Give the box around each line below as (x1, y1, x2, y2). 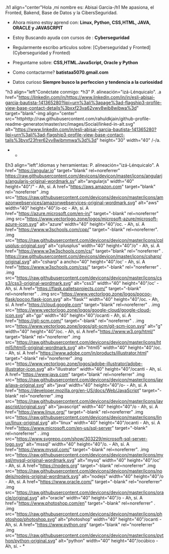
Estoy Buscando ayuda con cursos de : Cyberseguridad (12, 35, 130, 40)
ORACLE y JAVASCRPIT (12, 25, 63, 31)
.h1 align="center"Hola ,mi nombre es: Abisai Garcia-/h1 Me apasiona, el (5, 5, 154, 10)
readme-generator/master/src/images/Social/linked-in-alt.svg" (5, 121, 135, 127)
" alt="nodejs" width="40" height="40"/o (78, 473, 164, 479)
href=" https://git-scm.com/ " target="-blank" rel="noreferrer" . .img (5, 318, 144, 324)
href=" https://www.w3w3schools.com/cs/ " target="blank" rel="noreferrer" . (5, 248, 163, 254)
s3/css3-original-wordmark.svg (5, 280, 71, 286)
